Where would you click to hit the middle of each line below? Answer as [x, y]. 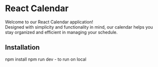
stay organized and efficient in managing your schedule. [61, 32]
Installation [22, 47]
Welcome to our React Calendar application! [49, 22]
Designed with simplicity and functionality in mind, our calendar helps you [79, 27]
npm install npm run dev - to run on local [46, 59]
